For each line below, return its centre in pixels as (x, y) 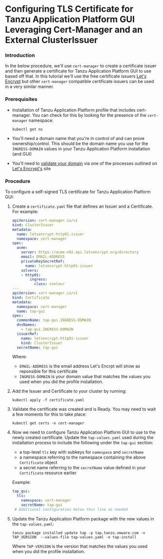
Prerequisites (21, 100)
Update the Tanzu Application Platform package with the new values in (83, 519)
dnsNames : (27, 325)
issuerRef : (28, 334)
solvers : (30, 270)
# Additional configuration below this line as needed (71, 509)
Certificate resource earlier (48, 473)
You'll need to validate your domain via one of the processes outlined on (84, 163)
